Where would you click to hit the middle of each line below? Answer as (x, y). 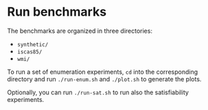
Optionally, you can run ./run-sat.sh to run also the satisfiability (98, 92)
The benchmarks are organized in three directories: (80, 31)
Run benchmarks (57, 12)
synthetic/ (33, 44)
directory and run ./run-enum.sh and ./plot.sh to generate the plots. (104, 79)
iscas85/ (30, 52)
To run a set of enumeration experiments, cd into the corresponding (102, 72)
